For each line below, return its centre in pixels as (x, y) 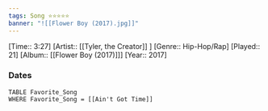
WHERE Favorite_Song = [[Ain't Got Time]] (81, 99)
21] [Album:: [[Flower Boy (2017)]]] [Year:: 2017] (88, 55)
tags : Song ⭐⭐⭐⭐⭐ (39, 16)
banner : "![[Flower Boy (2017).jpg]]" (73, 23)
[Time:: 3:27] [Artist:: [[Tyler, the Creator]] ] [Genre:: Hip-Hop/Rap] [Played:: (134, 46)
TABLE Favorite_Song (43, 92)
